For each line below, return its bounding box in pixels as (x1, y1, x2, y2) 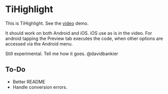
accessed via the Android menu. (5, 40, 73, 46)
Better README (12, 78, 46, 84)
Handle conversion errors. (12, 84, 68, 90)
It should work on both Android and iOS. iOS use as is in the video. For (5, 30, 152, 36)
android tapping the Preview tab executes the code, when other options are (5, 35, 163, 41)
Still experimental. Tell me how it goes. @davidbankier (5, 51, 118, 57)
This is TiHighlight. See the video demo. (5, 20, 89, 26)
